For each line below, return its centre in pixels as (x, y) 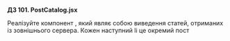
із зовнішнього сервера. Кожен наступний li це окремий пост (98, 30)
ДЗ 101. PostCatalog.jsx (42, 10)
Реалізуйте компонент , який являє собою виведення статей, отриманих (115, 23)
